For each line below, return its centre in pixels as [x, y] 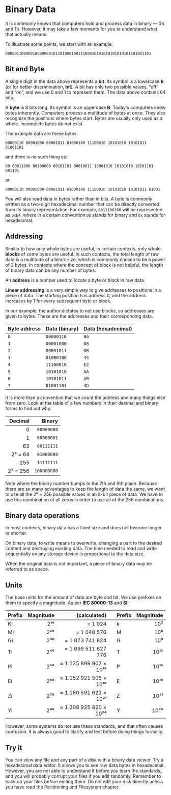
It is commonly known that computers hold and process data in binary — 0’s [85, 23]
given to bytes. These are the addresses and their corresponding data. [79, 316]
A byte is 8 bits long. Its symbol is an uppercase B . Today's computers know [85, 107]
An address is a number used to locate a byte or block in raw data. [75, 280]
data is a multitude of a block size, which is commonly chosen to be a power [85, 259]
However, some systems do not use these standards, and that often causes [84, 726]
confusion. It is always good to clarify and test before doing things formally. [84, 732]
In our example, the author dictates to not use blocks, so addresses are [80, 310]
